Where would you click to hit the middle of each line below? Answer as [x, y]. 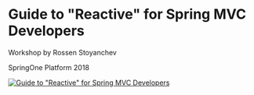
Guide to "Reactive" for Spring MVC [127, 14]
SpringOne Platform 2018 [49, 67]
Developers [46, 31]
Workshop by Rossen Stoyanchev [63, 52]
